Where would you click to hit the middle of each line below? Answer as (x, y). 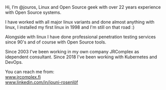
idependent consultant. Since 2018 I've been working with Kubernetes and (81, 57)
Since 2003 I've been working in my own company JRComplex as (72, 52)
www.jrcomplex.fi (23, 77)
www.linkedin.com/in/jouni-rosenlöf (42, 82)
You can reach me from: (30, 72)
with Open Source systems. (33, 12)
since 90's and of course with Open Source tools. (56, 42)
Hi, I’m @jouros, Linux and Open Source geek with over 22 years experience (83, 7)
